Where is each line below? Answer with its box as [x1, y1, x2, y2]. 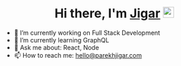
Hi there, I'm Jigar [54, 6, 161, 22]
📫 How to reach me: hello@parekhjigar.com [13, 51, 142, 59]
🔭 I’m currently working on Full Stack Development [13, 28, 161, 37]
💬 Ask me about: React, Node [13, 43, 100, 51]
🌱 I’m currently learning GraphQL [13, 35, 109, 44]
